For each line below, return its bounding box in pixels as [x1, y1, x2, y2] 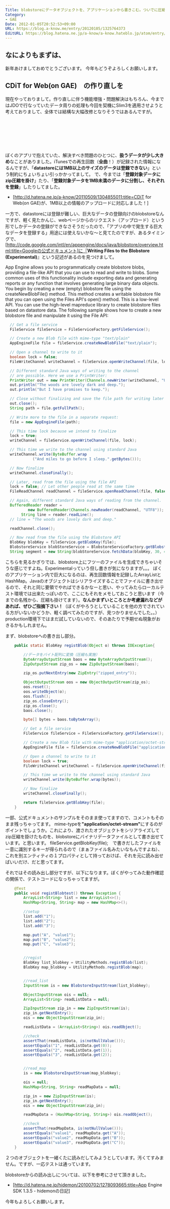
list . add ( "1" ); [23, 914, 56, 919]
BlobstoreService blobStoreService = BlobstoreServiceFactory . [10, 545, 146, 550]
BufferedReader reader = [10, 503, 62, 508]
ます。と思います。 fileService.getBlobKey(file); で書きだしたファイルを [9, 840, 162, 846]
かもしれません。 [14, 622, 50, 628]
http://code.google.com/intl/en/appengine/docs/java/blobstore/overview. [7, 241, 159, 248]
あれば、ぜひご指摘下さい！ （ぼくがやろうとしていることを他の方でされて [5, 603, 160, 609]
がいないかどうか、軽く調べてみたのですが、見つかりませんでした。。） [14, 609, 160, 615]
